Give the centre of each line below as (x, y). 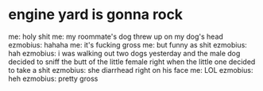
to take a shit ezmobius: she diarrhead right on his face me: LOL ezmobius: (131, 70)
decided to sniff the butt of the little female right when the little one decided (132, 62)
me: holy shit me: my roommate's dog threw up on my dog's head (116, 36)
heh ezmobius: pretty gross (53, 78)
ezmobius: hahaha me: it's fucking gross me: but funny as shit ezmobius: (128, 44)
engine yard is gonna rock (96, 15)
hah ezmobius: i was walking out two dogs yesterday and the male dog (124, 53)
